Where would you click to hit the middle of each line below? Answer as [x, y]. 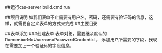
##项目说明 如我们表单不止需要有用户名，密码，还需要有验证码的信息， [77, 17]
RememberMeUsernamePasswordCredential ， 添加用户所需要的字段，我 [79, 40]
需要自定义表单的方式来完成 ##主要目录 [58, 23]
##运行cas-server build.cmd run [38, 7]
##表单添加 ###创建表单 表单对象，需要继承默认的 [56, 33]
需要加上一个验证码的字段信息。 [41, 46]
